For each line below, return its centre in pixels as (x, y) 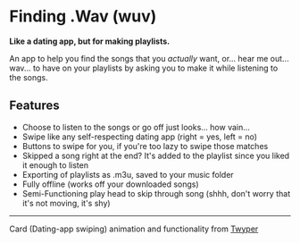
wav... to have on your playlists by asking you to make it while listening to (144, 68)
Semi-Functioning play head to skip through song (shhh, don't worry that (156, 193)
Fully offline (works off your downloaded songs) (110, 184)
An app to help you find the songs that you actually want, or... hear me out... (149, 58)
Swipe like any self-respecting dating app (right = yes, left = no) (139, 137)
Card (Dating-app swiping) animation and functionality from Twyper (134, 229)
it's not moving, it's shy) (66, 203)
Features (34, 106)
